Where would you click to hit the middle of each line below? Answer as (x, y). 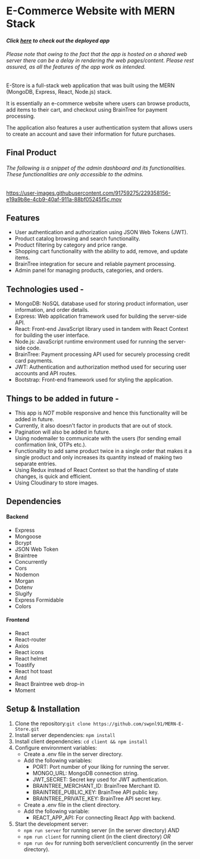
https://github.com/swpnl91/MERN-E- (139, 724)
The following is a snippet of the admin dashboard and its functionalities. (96, 168)
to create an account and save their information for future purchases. (91, 134)
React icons (29, 652)
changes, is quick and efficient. (53, 477)
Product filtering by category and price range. (71, 245)
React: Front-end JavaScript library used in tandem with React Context (101, 329)
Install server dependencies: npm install (65, 735)
